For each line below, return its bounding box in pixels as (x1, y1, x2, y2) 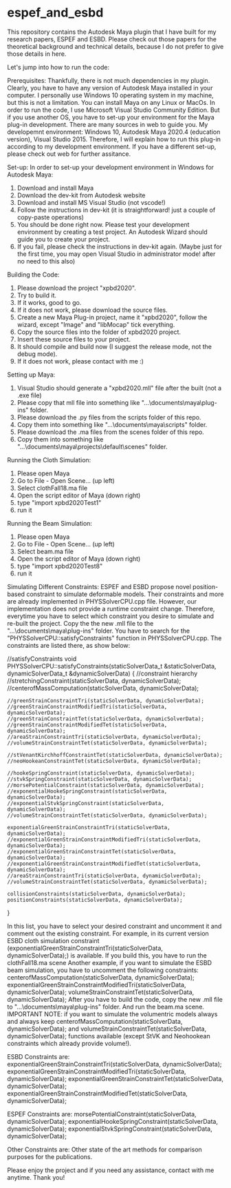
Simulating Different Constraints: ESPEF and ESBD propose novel (7, 582, 191, 591)
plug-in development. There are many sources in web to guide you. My (7, 120, 208, 128)
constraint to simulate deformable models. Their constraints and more (26, 590, 224, 598)
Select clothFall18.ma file (16, 484, 88, 492)
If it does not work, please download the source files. (16, 306, 168, 314)
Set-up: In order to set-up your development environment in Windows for (7, 163, 214, 171)
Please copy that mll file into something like (16, 398, 140, 406)
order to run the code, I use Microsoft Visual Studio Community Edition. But (7, 106, 220, 114)
